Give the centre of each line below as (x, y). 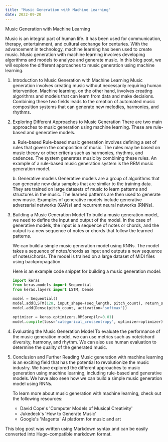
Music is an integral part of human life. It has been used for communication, (83, 39)
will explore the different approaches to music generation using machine (80, 65)
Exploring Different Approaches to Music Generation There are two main (87, 122)
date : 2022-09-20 (23, 15)
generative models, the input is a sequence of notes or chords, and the (86, 225)
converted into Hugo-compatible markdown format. (58, 434)
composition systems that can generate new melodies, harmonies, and (86, 107)
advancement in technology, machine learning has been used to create (78, 49)
